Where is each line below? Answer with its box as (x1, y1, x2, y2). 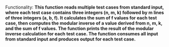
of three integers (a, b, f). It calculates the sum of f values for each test (5, 15, 157, 20)
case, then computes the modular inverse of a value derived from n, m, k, (5, 20, 162, 26)
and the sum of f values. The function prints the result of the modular (5, 25, 154, 31)
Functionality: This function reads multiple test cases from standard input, (5, 4, 164, 10)
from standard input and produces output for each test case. (5, 36, 136, 42)
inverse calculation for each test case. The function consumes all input (5, 31, 158, 36)
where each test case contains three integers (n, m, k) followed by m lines (5, 9, 164, 15)
